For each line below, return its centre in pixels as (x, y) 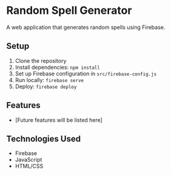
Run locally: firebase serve (49, 80)
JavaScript (29, 160)
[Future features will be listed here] (59, 120)
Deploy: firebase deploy (46, 86)
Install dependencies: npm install (57, 67)
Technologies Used (43, 138)
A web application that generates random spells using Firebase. (86, 27)
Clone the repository (41, 60)
